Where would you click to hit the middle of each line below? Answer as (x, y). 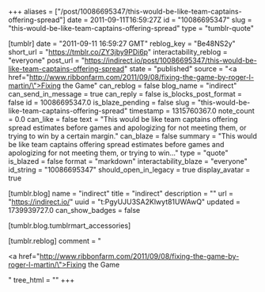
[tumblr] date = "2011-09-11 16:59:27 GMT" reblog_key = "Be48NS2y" (122, 44)
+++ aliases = (31, 11)
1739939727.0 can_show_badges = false (74, 210)
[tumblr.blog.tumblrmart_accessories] (70, 226)
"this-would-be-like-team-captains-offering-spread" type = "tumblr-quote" (131, 28)
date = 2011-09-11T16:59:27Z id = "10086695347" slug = (159, 20)
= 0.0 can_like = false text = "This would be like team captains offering (123, 119)
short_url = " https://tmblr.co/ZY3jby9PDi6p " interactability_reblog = (118, 52)
